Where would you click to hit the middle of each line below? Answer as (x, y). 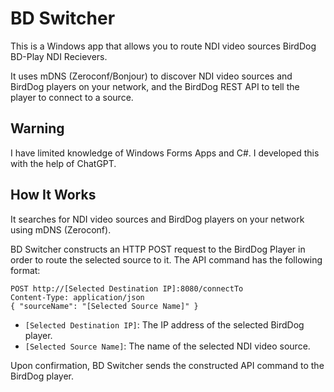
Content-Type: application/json (77, 297)
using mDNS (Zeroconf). (61, 229)
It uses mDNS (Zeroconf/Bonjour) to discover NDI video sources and (151, 76)
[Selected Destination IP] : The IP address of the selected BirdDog (164, 324)
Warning (37, 128)
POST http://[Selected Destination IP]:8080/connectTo (127, 288)
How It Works (53, 195)
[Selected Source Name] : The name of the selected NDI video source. (167, 346)
